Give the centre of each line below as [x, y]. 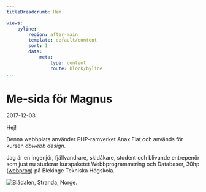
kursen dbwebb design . [36, 146]
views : [15, 23]
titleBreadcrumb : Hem [34, 12]
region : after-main [53, 34]
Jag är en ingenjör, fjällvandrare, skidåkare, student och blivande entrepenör [103, 158]
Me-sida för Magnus [59, 99]
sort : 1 [38, 46]
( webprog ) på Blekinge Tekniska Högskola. [61, 171]
